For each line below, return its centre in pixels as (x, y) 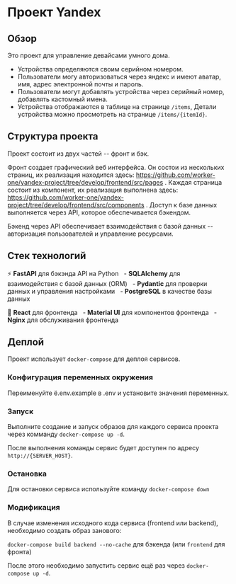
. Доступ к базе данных (181, 205)
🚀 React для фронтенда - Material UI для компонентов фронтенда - (112, 312)
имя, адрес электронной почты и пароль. (80, 84)
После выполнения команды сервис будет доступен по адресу (103, 448)
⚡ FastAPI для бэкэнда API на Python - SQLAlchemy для (94, 273)
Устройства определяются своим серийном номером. (100, 69)
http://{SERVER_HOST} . (40, 456)
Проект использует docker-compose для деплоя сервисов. (94, 359)
